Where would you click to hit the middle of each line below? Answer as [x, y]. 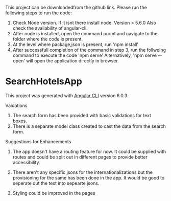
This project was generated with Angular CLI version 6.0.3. [67, 95]
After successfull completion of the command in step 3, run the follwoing [89, 50]
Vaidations [16, 105]
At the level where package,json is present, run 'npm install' [76, 44]
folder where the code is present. [48, 39]
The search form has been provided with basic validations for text [82, 115]
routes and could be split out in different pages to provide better [80, 157]
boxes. [20, 121]
